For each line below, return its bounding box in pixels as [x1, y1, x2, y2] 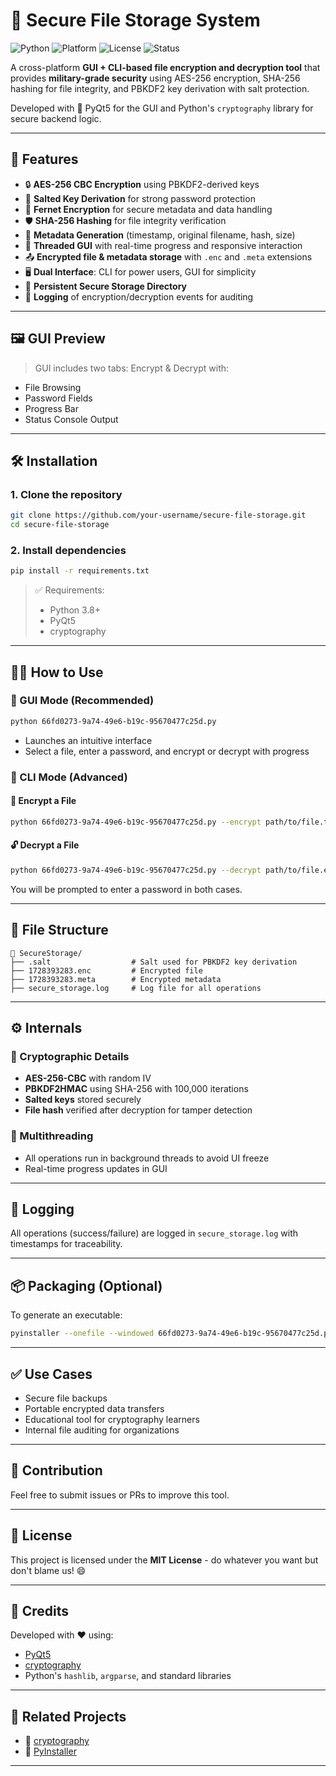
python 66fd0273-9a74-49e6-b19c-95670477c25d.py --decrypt [10, 865, 262, 875]
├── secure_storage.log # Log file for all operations [10, 983, 262, 993]
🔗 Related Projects [10, 1708, 127, 1725]
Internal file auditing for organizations [24, 1424, 180, 1436]
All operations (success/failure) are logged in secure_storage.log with [10, 1227, 299, 1239]
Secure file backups [24, 1392, 108, 1404]
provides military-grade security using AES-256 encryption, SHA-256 [10, 72, 301, 84]
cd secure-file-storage [10, 520, 110, 530]
